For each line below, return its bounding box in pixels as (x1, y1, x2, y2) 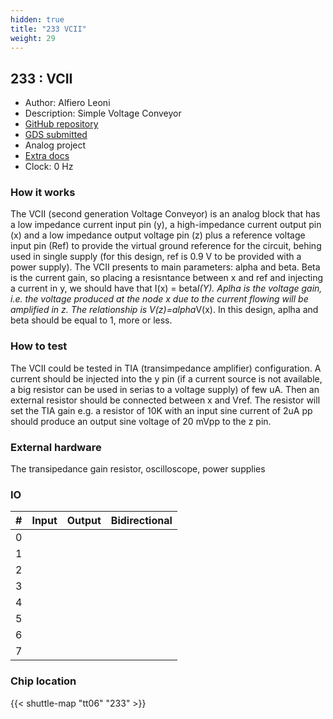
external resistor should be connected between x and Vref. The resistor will (10, 394, 321, 406)
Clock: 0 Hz (24, 161, 74, 173)
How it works (10, 186, 76, 200)
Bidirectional (110, 514, 173, 528)
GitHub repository (24, 118, 99, 130)
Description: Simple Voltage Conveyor (24, 107, 182, 120)
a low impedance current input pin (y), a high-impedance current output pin (10, 219, 322, 231)
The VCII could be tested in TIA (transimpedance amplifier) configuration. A (10, 362, 322, 374)
